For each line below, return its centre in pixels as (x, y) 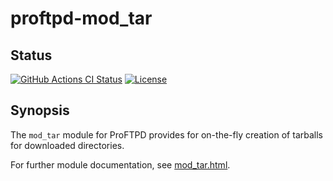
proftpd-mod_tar (81, 18)
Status (31, 55)
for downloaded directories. (67, 145)
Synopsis (40, 110)
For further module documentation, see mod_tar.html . (120, 164)
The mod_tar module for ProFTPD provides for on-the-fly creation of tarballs (166, 134)
